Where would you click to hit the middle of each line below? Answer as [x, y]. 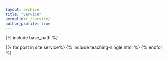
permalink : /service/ [28, 19]
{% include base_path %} [32, 38]
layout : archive [22, 10]
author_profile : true [28, 24]
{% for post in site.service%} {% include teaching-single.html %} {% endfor [84, 47]
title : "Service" [23, 14]
